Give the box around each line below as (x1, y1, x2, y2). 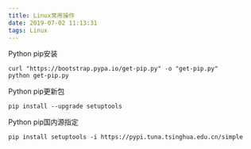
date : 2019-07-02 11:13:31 (8, 19, 98, 27)
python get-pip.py (8, 72, 69, 80)
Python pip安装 (8, 49, 58, 59)
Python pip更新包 (8, 86, 65, 96)
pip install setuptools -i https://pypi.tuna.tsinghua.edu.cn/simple (8, 133, 244, 141)
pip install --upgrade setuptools (8, 102, 123, 111)
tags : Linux (8, 26, 48, 34)
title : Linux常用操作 (8, 11, 75, 20)
